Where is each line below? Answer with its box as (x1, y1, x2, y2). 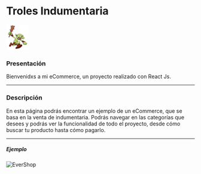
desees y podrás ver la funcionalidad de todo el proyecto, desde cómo (6, 120, 181, 127)
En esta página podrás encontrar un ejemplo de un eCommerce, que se (6, 107, 182, 115)
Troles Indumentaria (6, 4, 109, 18)
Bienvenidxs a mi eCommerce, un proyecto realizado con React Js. (6, 73, 172, 80)
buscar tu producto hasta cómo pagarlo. (6, 126, 106, 133)
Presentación (6, 59, 46, 67)
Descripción (6, 94, 43, 102)
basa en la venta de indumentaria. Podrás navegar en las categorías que (6, 113, 184, 121)
